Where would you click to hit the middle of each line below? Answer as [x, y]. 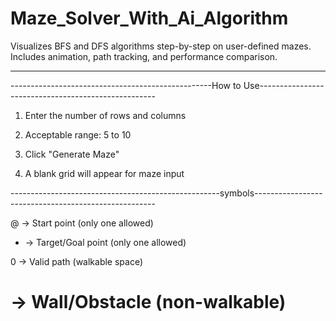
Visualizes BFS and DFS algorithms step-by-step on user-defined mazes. [161, 46]
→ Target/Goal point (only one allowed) [105, 242]
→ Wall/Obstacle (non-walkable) [148, 302]
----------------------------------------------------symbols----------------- [166, 193]
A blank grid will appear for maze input [104, 173]
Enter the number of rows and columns [105, 115]
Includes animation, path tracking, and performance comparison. [144, 56]
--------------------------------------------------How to [126, 85]
